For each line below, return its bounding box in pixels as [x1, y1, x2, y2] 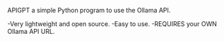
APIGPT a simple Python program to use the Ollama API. [7, 6, 171, 14]
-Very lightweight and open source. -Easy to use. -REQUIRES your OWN [7, 20, 218, 28]
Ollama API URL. [7, 28, 55, 35]
